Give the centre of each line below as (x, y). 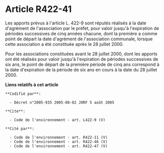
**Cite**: (15, 111)
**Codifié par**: (23, 94)
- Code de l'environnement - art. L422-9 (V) (58, 120)
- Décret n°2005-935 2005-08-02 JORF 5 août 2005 (62, 102)
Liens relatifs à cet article (32, 84)
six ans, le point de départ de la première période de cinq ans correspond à (82, 64)
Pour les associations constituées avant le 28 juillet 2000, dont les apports (81, 54)
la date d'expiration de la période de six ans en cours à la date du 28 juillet (81, 70)
